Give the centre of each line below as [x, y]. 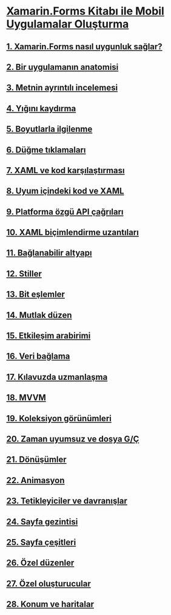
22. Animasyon [35, 480]
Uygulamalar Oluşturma [68, 24]
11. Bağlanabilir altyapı [49, 253]
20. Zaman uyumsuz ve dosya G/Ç [73, 439]
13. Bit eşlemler [36, 294]
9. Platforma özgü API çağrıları [65, 212]
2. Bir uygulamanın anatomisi [62, 67]
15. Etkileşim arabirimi [49, 336]
